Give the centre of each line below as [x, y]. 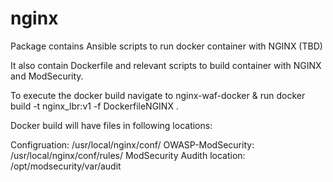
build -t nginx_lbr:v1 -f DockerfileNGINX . [94, 106]
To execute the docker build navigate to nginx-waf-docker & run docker [158, 95]
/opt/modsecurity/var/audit [66, 166]
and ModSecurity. [47, 76]
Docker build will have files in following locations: [111, 125]
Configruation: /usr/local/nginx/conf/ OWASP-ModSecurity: [132, 144]
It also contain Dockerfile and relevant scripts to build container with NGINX [166, 65]
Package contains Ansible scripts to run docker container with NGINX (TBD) [166, 46]
